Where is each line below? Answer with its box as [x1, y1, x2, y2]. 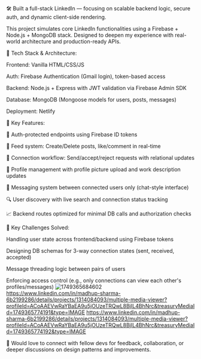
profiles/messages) [6, 283, 54, 290]
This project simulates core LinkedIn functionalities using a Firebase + [6, 25, 179, 32]
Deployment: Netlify [6, 107, 56, 115]
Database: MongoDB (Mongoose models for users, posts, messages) [6, 96, 176, 103]
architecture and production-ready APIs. [21, 38, 121, 45]
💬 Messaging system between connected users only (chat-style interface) [6, 184, 189, 191]
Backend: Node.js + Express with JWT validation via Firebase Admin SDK [6, 85, 187, 91]
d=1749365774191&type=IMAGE [6, 309, 86, 316]
